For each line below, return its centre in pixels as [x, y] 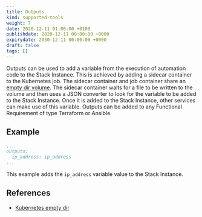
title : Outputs [25, 12]
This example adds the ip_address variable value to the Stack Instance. [95, 174]
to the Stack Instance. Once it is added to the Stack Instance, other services [101, 100]
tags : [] [17, 51]
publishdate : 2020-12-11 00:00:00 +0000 [58, 34]
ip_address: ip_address [41, 157]
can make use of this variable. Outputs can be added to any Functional [94, 107]
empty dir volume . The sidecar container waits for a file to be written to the [99, 87]
